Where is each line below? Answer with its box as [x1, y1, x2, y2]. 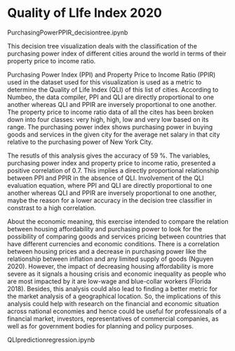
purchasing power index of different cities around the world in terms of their [7, 49, 227, 58]
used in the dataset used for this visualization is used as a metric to [7, 77, 202, 86]
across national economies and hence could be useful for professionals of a [7, 307, 227, 315]
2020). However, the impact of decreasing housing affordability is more [7, 262, 214, 270]
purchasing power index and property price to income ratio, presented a [7, 158, 216, 167]
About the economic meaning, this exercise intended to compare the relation [7, 217, 229, 226]
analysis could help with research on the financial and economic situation [7, 299, 220, 307]
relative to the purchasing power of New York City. [7, 137, 153, 146]
